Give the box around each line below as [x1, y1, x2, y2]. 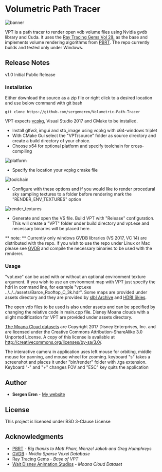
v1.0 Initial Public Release [5, 72, 56, 78]
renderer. [5, 251, 23, 256]
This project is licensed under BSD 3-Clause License [5, 418, 111, 424]
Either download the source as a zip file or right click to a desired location [5, 95, 153, 101]
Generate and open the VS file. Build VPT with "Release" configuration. [12, 216, 155, 221]
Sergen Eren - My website [12, 392, 65, 397]
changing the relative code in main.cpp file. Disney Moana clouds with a [5, 309, 149, 315]
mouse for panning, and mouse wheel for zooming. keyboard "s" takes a [5, 354, 151, 360]
